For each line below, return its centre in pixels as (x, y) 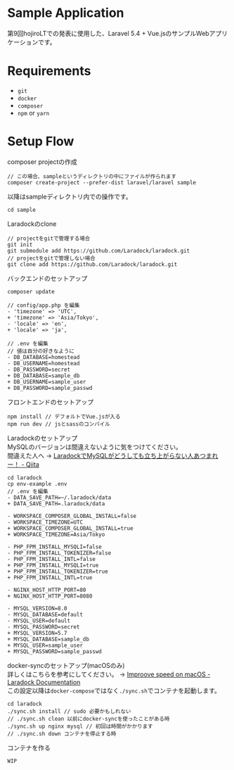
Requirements (49, 71)
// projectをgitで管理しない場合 (52, 258)
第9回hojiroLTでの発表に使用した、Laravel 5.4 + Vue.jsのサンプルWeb (108, 33)
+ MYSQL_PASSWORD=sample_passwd (54, 651)
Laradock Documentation (44, 682)
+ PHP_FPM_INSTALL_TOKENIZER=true (58, 572)
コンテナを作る (29, 747)
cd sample (22, 210)
